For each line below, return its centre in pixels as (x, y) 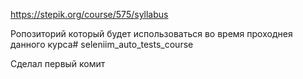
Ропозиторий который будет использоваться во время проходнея (151, 33)
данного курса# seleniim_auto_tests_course (102, 44)
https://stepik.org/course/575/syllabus (89, 14)
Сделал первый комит (58, 63)
